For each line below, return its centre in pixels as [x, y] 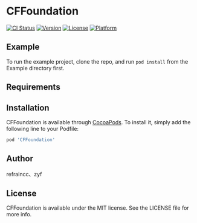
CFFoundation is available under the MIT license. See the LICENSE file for [98, 208]
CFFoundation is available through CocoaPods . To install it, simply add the [98, 122]
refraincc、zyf [24, 174]
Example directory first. [35, 68]
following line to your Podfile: [43, 128]
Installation [28, 108]
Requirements [33, 87]
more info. [19, 215]
